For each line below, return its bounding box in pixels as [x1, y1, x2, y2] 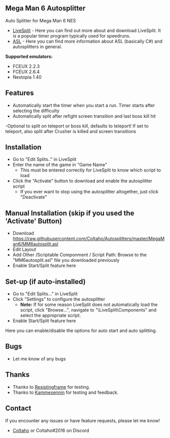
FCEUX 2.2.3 [12, 63, 40, 69]
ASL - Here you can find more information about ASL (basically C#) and [12, 38, 163, 44]
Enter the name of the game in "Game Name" [12, 162, 108, 168]
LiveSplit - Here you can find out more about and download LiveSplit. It [12, 27, 161, 33]
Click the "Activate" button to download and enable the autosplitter [12, 178, 153, 184]
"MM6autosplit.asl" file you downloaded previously [12, 257, 120, 263]
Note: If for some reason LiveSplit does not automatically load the [20, 301, 158, 308]
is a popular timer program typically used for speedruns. [12, 32, 131, 39]
